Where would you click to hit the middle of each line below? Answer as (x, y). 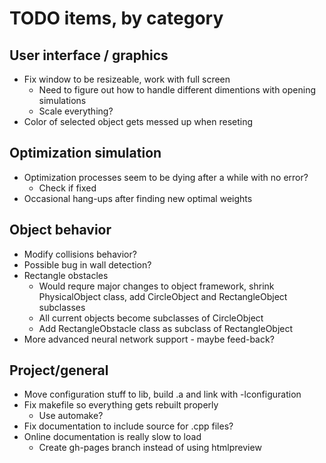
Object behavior (60, 230)
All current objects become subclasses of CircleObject (151, 318)
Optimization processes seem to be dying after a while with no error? (166, 177)
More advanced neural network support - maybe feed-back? (149, 339)
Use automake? (71, 416)
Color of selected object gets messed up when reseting (138, 121)
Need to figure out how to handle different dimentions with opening (177, 90)
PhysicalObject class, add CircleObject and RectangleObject (163, 296)
